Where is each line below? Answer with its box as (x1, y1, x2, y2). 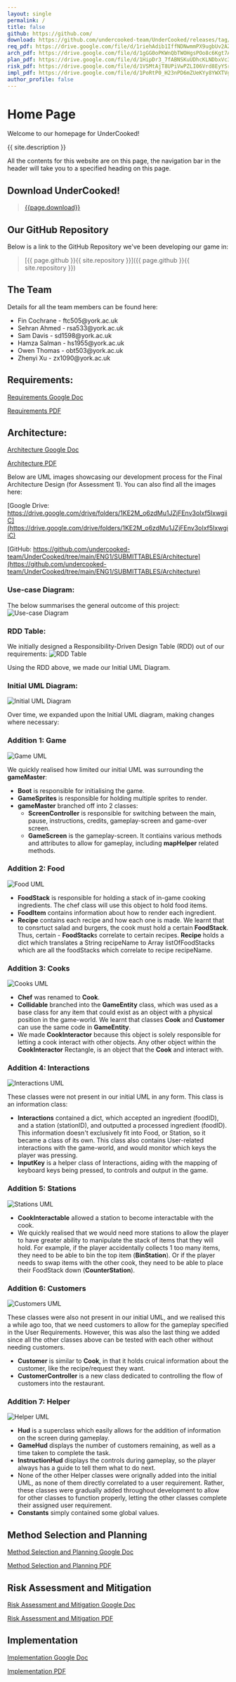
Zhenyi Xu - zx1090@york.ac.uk (17, 354, 111, 362)
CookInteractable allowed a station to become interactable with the (17, 1213, 214, 1222)
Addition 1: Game (7, 735, 67, 745)
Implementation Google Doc (7, 1653, 88, 1662)
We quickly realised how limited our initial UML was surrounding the (7, 765, 204, 773)
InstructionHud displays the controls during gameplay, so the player (17, 1456, 216, 1465)
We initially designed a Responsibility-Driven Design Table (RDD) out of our (7, 642, 225, 650)
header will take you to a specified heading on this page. (7, 164, 171, 173)
